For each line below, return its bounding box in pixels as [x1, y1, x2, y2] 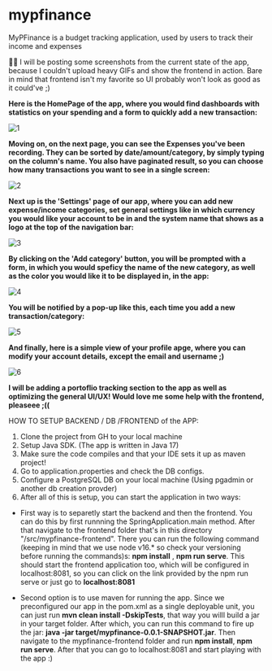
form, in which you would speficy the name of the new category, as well [8, 262, 256, 272]
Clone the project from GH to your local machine [19, 431, 183, 441]
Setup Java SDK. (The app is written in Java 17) [19, 440, 179, 450]
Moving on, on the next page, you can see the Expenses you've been [8, 138, 245, 148]
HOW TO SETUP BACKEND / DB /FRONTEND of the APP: [8, 416, 199, 425]
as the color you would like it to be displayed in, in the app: [8, 271, 209, 281]
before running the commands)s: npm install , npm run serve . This [19, 551, 245, 560]
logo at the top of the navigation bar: [8, 222, 134, 232]
